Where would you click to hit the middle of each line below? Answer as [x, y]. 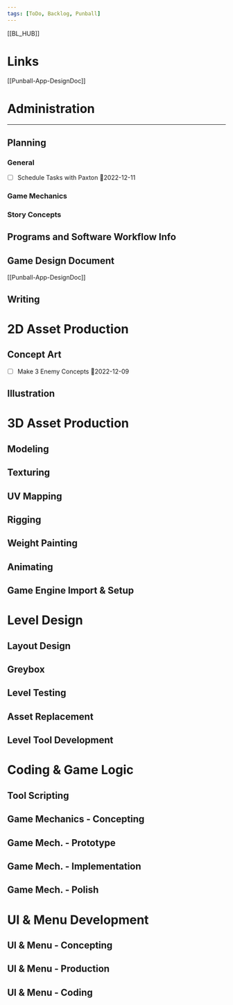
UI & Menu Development [78, 920]
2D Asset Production [68, 329]
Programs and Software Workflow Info [92, 237]
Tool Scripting [38, 795]
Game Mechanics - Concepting [76, 819]
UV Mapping [35, 496]
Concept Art [34, 355]
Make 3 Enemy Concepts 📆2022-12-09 [73, 371]
